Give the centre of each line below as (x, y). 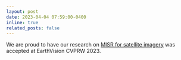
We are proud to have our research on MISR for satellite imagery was (91, 45)
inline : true (22, 22)
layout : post (22, 11)
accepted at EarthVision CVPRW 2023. (54, 51)
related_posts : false (33, 28)
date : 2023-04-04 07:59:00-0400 (46, 17)
